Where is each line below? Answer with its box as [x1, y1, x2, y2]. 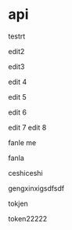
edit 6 [8, 108, 27, 117]
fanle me [8, 137, 37, 147]
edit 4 [8, 77, 27, 86]
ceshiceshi [8, 168, 43, 177]
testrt [8, 31, 26, 41]
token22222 [8, 214, 48, 223]
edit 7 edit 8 [8, 122, 47, 132]
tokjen [8, 199, 29, 208]
